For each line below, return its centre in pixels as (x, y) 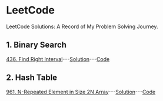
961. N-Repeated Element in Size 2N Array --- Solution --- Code (81, 92)
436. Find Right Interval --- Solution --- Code (58, 59)
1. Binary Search (36, 45)
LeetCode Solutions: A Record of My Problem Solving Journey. (82, 26)
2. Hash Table (32, 78)
